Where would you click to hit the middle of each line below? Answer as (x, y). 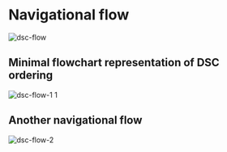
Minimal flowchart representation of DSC (114, 63)
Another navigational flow (75, 120)
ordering (31, 76)
